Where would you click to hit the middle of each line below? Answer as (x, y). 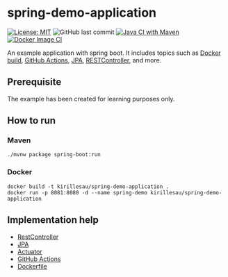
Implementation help (53, 220)
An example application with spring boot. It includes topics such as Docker (114, 53)
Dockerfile (32, 266)
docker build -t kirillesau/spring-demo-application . (88, 186)
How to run (32, 120)
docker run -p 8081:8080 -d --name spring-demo (78, 192)
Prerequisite (34, 82)
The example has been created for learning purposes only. (91, 99)
